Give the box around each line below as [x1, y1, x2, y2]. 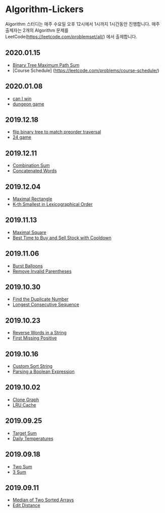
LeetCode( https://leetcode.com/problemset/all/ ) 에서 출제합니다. [5, 33, 138, 39]
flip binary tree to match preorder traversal [12, 129, 101, 135]
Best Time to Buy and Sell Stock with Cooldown [12, 234, 112, 241]
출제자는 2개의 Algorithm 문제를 [5, 27, 69, 33]
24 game [12, 134, 31, 140]
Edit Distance [12, 502, 40, 508]
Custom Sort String [12, 363, 53, 369]
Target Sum [12, 430, 37, 436]
